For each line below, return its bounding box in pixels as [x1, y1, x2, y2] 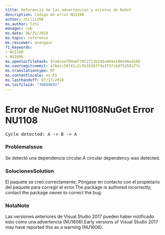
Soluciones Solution [5, 167, 54, 174]
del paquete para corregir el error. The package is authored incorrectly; [5, 184, 152, 190]
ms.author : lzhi [5, 21, 39, 27]
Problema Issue [5, 143, 43, 150]
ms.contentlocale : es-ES [5, 73, 57, 78]
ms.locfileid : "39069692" [5, 82, 59, 87]
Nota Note [5, 202, 30, 209]
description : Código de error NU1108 [5, 12, 85, 17]
